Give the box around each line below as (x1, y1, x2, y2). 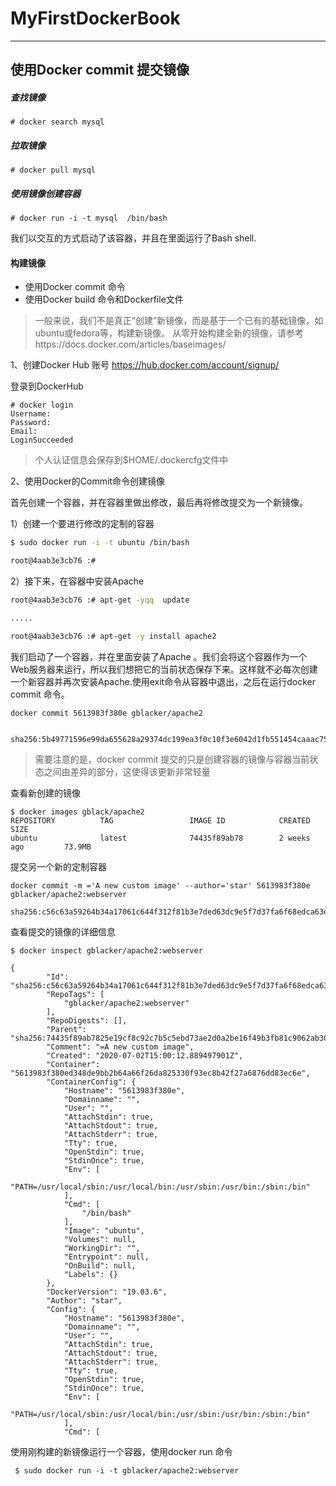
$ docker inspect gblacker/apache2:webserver (10, 945, 203, 956)
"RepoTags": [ (46, 989, 105, 999)
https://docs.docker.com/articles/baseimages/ (34, 338, 227, 351)
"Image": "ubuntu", (63, 1225, 145, 1236)
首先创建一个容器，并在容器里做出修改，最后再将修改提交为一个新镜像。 (10, 497, 308, 509)
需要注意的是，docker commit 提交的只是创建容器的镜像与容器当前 (34, 753, 310, 765)
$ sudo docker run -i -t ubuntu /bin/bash (10, 538, 190, 548)
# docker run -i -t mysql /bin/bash (10, 213, 168, 224)
